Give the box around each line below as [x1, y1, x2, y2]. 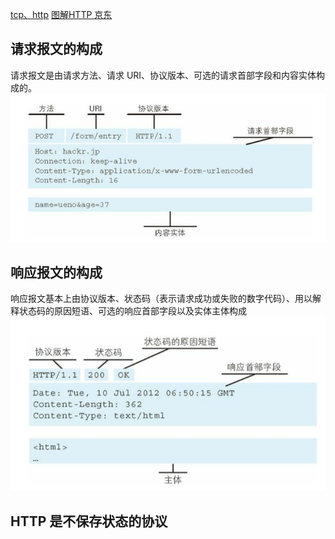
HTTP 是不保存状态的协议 [10, 513, 168, 530]
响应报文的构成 [10, 264, 103, 281]
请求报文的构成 [10, 41, 103, 58]
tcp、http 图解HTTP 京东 [10, 9, 113, 20]
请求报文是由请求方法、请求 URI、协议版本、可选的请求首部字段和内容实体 [10, 69, 317, 81]
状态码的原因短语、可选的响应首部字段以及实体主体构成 [18, 305, 247, 317]
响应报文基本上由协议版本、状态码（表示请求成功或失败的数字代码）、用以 [10, 293, 313, 305]
